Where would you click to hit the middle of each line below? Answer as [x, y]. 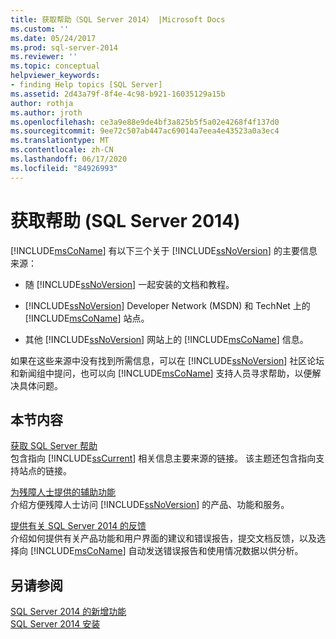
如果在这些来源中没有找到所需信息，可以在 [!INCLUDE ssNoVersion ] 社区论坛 [167, 360]
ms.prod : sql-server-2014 [64, 47]
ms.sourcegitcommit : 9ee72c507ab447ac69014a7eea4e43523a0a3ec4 [145, 131]
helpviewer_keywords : [55, 76]
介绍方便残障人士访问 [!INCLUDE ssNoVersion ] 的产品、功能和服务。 [150, 505]
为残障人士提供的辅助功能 [63, 492]
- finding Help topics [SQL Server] [86, 85]
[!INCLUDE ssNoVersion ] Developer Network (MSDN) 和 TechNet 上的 [167, 305]
